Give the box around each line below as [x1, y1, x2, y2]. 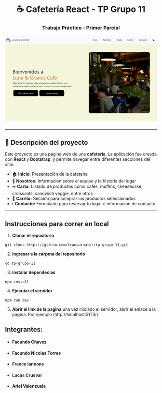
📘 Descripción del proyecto [5, 138, 88, 147]
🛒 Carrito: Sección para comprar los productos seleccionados [12, 196, 136, 201]
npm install [5, 279, 29, 284]
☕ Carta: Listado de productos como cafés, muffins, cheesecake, [12, 183, 143, 189]
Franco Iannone [12, 361, 44, 367]
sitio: [5, 162, 15, 167]
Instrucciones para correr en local [5, 220, 109, 228]
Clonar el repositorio [12, 232, 54, 238]
